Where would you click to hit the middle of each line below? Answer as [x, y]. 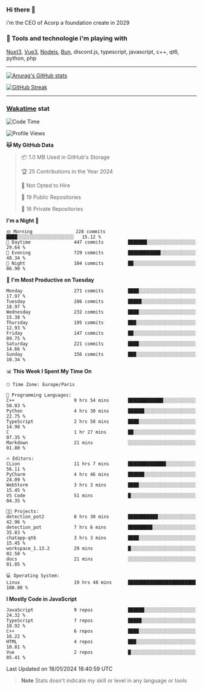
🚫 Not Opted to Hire [46, 185]
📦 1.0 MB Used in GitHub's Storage [65, 157]
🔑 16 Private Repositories [52, 208]
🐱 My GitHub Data [30, 145]
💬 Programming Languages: [39, 395]
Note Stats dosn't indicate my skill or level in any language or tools [104, 680]
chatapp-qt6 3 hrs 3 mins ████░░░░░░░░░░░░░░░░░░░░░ [101, 538]
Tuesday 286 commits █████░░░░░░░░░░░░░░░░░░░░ [101, 301]
